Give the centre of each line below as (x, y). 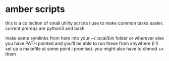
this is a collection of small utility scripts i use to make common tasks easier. (84, 23)
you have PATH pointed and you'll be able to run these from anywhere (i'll (81, 43)
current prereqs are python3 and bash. (46, 28)
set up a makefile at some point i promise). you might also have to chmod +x (84, 48)
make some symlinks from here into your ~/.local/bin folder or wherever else (84, 38)
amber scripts (35, 9)
